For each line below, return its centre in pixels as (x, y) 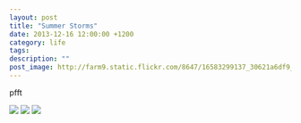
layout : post (34, 17)
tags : (19, 51)
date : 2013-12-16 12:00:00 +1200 (72, 34)
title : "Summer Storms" (54, 26)
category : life (38, 42)
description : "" (39, 59)
